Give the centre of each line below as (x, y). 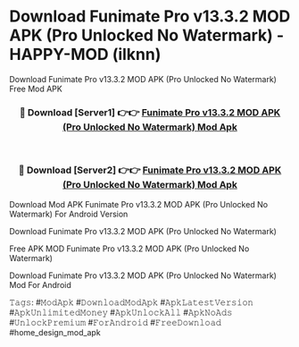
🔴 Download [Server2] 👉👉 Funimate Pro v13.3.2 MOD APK (150, 170)
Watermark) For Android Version (69, 214)
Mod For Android (40, 284)
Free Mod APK (36, 89)
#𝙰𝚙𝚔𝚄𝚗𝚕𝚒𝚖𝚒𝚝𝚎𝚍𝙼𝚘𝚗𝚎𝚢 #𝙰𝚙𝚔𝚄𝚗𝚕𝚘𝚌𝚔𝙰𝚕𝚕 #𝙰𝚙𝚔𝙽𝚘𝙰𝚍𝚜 (121, 312)
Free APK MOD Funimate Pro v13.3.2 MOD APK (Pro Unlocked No (129, 249)
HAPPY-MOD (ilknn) (85, 55)
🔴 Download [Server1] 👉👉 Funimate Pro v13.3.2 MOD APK (150, 112)
